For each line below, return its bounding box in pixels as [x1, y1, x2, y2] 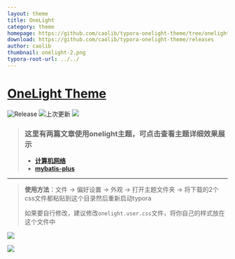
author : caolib [7, 43, 52, 50]
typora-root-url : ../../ [7, 56, 80, 63]
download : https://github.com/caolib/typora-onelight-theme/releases [7, 36, 215, 43]
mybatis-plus [34, 164, 76, 172]
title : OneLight [7, 17, 55, 24]
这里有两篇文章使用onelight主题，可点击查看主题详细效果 [24, 128, 218, 138]
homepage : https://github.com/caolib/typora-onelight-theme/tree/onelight [7, 29, 230, 37]
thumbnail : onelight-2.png [7, 50, 86, 57]
